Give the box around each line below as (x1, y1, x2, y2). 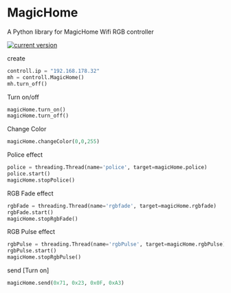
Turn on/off (7, 93, 39, 101)
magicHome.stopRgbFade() (7, 215, 78, 222)
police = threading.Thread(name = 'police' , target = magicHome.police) (7, 164, 208, 171)
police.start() (7, 171, 51, 177)
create (7, 54, 25, 63)
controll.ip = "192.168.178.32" (7, 67, 100, 74)
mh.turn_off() (7, 80, 48, 87)
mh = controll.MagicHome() (7, 74, 85, 80)
